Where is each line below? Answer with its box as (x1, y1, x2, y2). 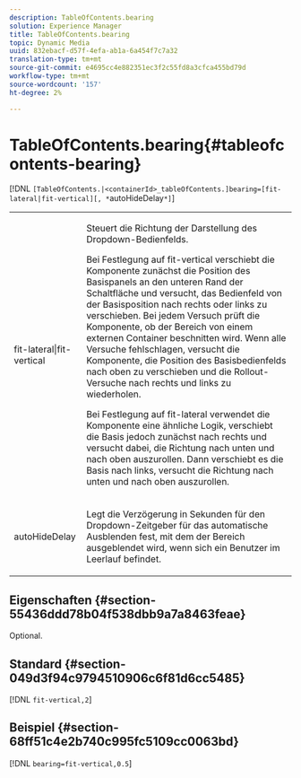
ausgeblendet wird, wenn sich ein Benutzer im (86, 542, 280, 555)
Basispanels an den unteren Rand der (86, 275, 244, 288)
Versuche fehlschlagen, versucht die (86, 343, 240, 355)
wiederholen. (86, 388, 142, 400)
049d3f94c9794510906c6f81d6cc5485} (9, 670, 245, 686)
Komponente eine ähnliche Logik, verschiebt (86, 419, 273, 432)
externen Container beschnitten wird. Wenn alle (86, 332, 287, 345)
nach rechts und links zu (128, 377, 231, 389)
